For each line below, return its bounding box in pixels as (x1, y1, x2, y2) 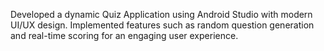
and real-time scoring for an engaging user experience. (10, 30, 239, 41)
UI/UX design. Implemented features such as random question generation (10, 19, 315, 31)
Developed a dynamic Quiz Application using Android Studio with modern (10, 9, 313, 20)
